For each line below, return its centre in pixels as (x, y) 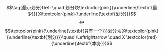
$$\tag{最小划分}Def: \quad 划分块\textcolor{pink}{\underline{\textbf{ (79, 7)
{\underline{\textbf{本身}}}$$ (82, 43)
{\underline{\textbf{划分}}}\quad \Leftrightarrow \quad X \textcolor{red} (82, 37)
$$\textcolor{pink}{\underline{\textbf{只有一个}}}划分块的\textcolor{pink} (82, 31)
